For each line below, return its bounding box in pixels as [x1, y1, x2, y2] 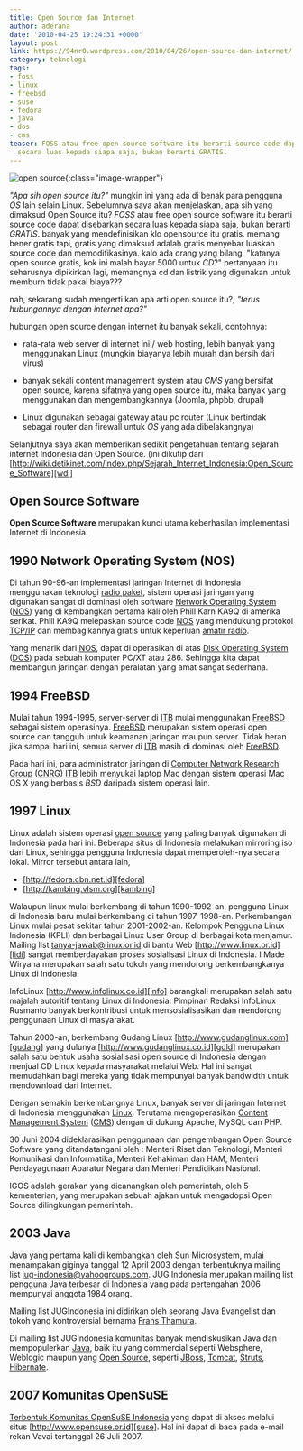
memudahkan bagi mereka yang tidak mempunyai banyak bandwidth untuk [9, 1070, 289, 1081]
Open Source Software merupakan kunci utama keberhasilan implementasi [9, 517, 290, 528]
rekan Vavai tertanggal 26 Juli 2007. [9, 1430, 143, 1441]
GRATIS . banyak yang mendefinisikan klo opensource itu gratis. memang [9, 228, 280, 239]
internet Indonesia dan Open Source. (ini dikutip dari [9, 448, 204, 459]
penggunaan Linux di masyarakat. [9, 1014, 135, 1025]
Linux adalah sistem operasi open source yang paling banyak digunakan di [9, 827, 287, 838]
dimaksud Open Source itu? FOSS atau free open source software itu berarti [9, 209, 293, 219]
